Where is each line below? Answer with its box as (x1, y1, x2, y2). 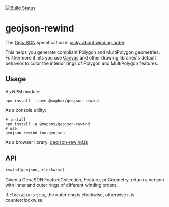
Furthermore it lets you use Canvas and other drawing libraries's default (5, 54, 156, 61)
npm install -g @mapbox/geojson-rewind (5, 121, 90, 127)
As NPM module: (5, 88, 41, 94)
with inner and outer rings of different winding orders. (5, 182, 118, 188)
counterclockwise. (5, 197, 44, 203)
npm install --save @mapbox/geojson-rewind (5, 98, 99, 103)
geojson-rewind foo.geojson (5, 130, 65, 135)
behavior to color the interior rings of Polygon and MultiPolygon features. (5, 60, 159, 66)
